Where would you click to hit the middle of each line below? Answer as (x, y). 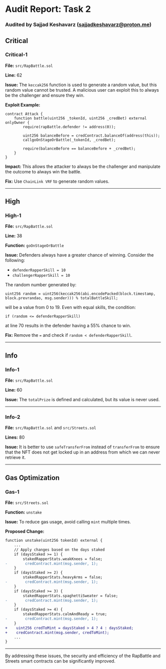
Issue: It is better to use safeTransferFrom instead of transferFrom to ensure (83, 447)
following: (15, 260)
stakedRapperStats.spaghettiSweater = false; (71, 596)
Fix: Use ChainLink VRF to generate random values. (57, 181)
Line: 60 (14, 390)
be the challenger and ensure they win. (45, 95)
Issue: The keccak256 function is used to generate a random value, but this (81, 85)
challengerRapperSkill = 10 (41, 276)
